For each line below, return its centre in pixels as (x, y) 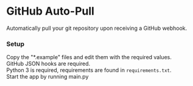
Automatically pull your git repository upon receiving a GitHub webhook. (97, 28)
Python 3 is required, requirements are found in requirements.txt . (89, 70)
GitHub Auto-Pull (50, 11)
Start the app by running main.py (47, 77)
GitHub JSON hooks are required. (48, 64)
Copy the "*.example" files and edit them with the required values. (89, 57)
